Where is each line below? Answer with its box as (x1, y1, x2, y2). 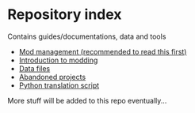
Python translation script (18, 81, 100, 90)
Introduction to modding (18, 55, 98, 65)
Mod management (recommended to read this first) (18, 47, 187, 56)
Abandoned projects (18, 72, 86, 81)
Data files (18, 63, 51, 73)
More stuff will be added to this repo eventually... (7, 96, 167, 105)
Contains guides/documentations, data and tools (7, 32, 166, 41)
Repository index (7, 6, 122, 24)
